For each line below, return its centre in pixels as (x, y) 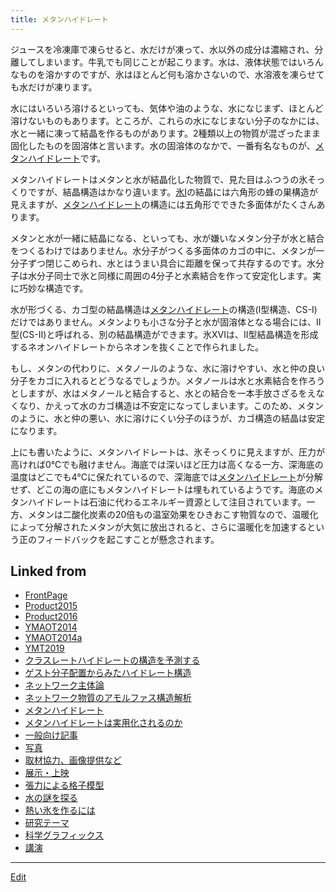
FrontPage (46, 595)
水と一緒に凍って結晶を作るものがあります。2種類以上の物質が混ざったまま (166, 133)
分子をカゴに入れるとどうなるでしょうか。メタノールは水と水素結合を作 (159, 380)
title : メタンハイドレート (59, 19)
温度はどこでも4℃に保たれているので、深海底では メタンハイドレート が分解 (166, 477)
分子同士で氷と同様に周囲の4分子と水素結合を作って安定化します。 (174, 275)
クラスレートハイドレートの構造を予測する (112, 660)
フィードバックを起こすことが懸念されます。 (128, 539)
